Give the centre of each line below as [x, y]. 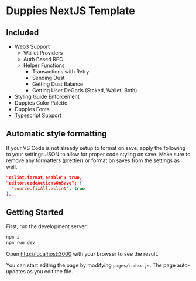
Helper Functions [44, 65]
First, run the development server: [47, 226]
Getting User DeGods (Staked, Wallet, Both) [85, 90]
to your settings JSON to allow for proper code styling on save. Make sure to [98, 154]
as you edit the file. [50, 271]
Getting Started [35, 212]
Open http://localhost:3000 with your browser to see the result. [82, 253]
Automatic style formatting [56, 134]
